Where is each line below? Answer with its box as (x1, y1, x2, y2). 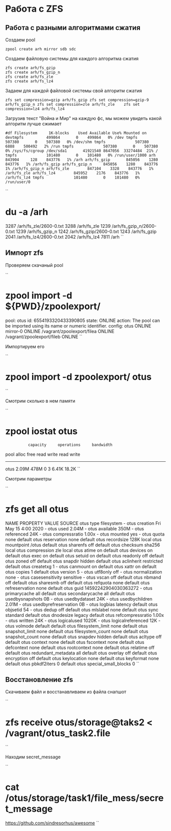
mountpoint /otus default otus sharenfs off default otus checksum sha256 (5, 542, 160, 548)
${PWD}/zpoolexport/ (5, 301, 101, 312)
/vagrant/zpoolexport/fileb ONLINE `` (5, 334, 82, 340)
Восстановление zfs (5, 675, 73, 684)
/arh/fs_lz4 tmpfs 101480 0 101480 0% (5, 175, 140, 180)
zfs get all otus (5, 503, 69, 515)
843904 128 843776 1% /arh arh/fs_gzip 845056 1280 (5, 157, 158, 162)
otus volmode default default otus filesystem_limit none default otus (5, 622, 148, 629)
